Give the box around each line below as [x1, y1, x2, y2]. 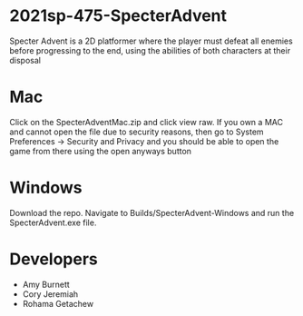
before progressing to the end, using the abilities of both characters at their [9, 44, 291, 55]
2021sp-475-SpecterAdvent [9, 5, 228, 26]
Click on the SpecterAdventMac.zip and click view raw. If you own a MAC [9, 116, 284, 127]
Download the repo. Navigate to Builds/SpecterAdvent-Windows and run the [9, 207, 295, 218]
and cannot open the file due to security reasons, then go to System [9, 126, 265, 137]
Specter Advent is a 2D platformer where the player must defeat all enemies [9, 35, 293, 46]
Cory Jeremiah [22, 288, 79, 300]
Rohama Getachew [22, 298, 93, 309]
